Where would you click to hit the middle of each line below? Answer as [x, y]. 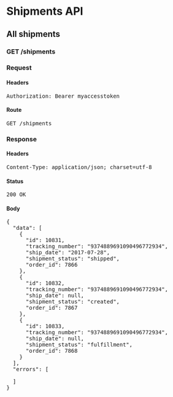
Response [21, 139]
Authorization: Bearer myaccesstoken [63, 96]
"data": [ [27, 228]
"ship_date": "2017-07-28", [68, 253]
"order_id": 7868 [52, 351]
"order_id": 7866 [52, 265]
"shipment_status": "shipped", [73, 259]
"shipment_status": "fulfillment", [79, 345]
